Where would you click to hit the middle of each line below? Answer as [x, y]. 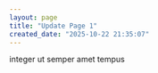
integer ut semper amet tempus [67, 60]
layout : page [33, 17]
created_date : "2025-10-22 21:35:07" [79, 34]
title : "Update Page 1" [54, 26]
